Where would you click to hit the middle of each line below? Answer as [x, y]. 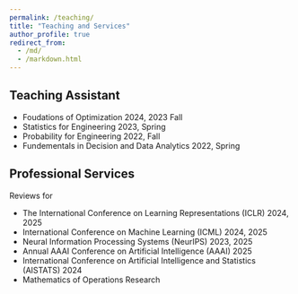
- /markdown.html [50, 59]
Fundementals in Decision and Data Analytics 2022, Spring [131, 145]
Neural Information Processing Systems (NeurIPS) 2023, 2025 [137, 241]
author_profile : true [50, 34]
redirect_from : [38, 43]
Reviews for [31, 195]
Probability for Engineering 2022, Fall [91, 136]
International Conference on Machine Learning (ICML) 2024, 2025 [145, 232]
